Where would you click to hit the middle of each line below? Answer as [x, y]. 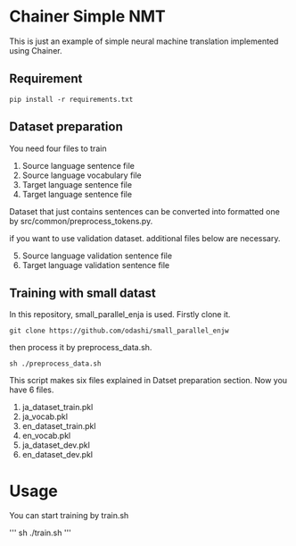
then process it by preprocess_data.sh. [81, 348]
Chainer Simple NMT [88, 17]
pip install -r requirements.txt [71, 99]
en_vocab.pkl [46, 436]
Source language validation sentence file [97, 256]
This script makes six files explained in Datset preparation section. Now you [148, 381]
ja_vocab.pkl [45, 416]
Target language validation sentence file [96, 265]
